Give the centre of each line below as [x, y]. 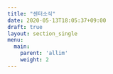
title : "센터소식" [32, 14]
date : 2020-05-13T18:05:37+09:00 [57, 20]
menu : [15, 40]
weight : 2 [35, 60]
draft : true [25, 27]
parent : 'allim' [44, 54]
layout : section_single [43, 33]
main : [22, 47]
